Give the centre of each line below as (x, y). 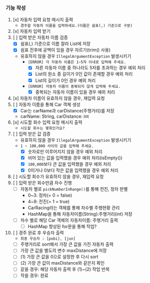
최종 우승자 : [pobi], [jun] (48, 239)
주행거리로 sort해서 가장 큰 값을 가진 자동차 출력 (67, 244)
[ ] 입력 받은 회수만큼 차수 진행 (42, 183)
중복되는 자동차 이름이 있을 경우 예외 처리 (75, 92)
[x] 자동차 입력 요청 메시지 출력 (43, 20)
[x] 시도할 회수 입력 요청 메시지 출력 (48, 122)
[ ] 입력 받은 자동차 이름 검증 (40, 37)
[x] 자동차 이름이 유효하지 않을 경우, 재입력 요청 (59, 98)
